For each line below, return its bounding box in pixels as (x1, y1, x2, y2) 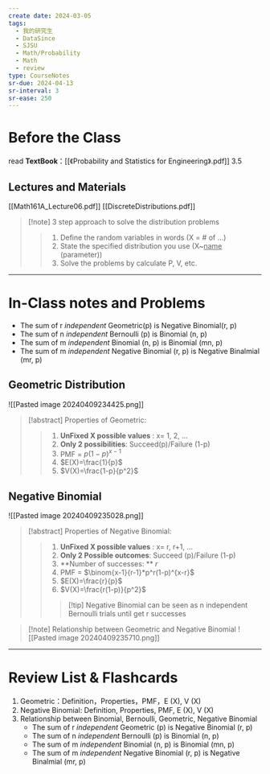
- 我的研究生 (15, 27, 54, 35)
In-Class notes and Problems (8, 294, 206, 312)
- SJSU (15, 42, 38, 50)
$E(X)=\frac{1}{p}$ (59, 458, 123, 467)
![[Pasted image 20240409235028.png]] (8, 511, 144, 521)
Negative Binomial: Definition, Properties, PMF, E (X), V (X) (19, 706, 215, 715)
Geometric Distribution (8, 378, 126, 392)
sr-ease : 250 (8, 94, 52, 102)
